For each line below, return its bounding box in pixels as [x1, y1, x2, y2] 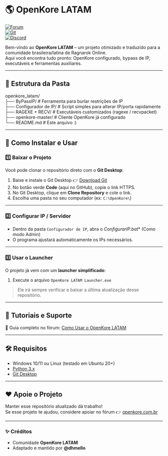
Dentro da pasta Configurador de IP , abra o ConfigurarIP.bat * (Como [12, 226, 156, 232]
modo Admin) [12, 231, 41, 237]
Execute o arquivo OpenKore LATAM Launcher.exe [12, 277, 111, 283]
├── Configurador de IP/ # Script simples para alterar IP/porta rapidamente [5, 103, 161, 109]
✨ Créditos [5, 428, 32, 435]
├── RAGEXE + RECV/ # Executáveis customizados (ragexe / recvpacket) [5, 109, 157, 115]
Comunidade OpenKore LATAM [12, 439, 78, 445]
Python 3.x [12, 365, 35, 371]
